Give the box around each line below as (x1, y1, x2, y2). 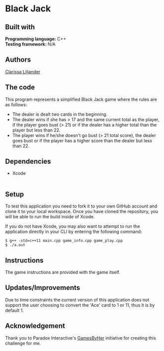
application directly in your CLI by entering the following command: (5, 229, 142, 235)
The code (5, 83, 35, 92)
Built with (5, 23, 35, 31)
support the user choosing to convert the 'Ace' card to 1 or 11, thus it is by (5, 302, 155, 308)
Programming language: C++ (5, 36, 66, 42)
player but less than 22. (12, 127, 61, 133)
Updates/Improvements (5, 283, 80, 292)
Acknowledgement (5, 322, 65, 330)
